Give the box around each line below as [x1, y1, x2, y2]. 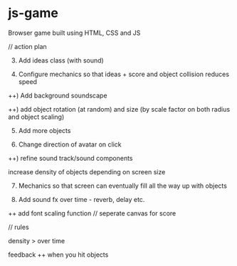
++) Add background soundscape [8, 91, 107, 100]
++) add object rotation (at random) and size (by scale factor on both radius [8, 105, 231, 113]
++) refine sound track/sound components [8, 154, 133, 162]
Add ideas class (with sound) [18, 55, 104, 65]
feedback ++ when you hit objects [8, 250, 109, 259]
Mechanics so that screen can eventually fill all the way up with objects [18, 181, 227, 190]
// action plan [8, 42, 47, 50]
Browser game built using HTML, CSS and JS [8, 28, 141, 37]
